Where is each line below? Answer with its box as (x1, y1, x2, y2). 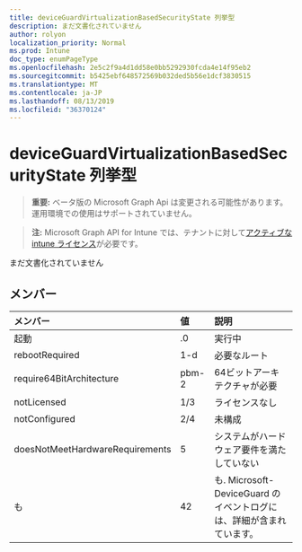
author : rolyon (9, 30, 67, 39)
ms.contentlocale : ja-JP (9, 88, 102, 97)
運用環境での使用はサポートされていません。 (31, 208, 197, 219)
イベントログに (214, 501, 278, 513)
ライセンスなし (214, 397, 278, 408)
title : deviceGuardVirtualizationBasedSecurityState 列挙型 (9, 13, 235, 22)
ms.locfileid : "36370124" (9, 105, 106, 114)
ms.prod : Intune (9, 47, 70, 56)
